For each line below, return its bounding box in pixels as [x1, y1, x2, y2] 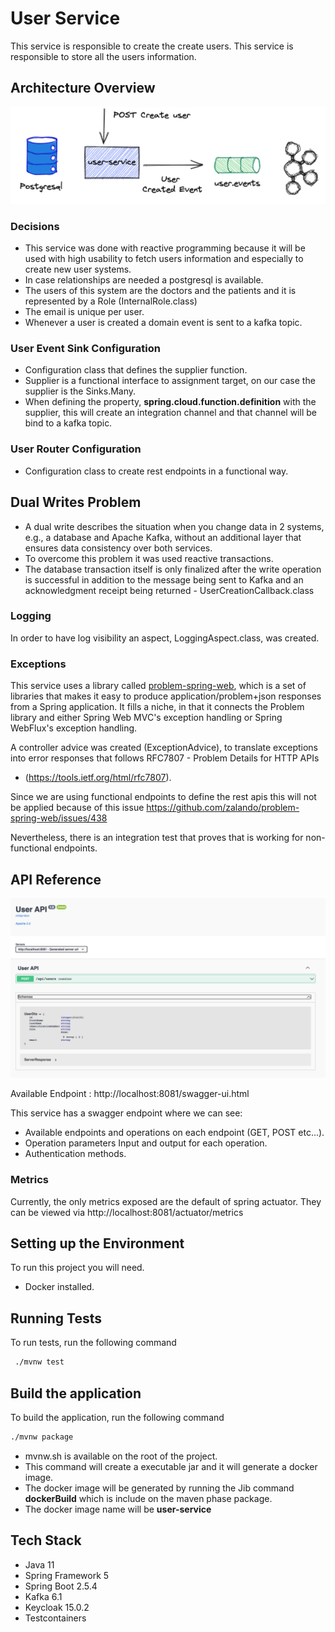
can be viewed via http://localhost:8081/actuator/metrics [10, 1206, 244, 1218]
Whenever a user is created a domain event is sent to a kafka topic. [24, 317, 303, 329]
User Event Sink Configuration [10, 342, 161, 356]
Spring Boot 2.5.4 [24, 1580, 98, 1592]
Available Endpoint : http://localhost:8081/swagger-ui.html [10, 1088, 250, 1100]
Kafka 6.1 [24, 1590, 63, 1602]
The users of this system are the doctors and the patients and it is [24, 285, 297, 297]
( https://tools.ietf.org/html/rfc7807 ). [24, 772, 172, 784]
